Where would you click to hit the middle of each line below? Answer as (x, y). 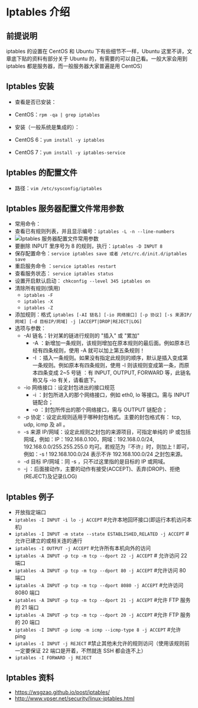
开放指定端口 (30, 512)
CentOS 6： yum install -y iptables (59, 139)
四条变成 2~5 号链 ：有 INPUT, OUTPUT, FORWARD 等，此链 (112, 373)
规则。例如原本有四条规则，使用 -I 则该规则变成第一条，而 (113, 366)
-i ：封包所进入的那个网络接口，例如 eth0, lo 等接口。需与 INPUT (111, 395)
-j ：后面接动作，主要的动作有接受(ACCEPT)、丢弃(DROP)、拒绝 (102, 469)
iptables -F (38, 296)
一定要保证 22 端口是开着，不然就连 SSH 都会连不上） (80, 651)
